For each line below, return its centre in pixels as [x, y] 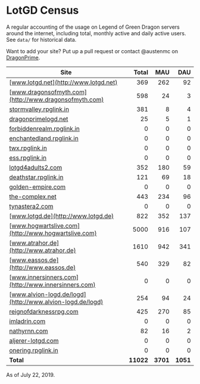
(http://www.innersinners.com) [52, 284]
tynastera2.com [31, 206]
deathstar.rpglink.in [36, 177]
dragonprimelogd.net [39, 119]
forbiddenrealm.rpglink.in [45, 128]
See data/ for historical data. [41, 39]
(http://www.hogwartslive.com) [53, 233]
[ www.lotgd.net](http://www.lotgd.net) [63, 82]
